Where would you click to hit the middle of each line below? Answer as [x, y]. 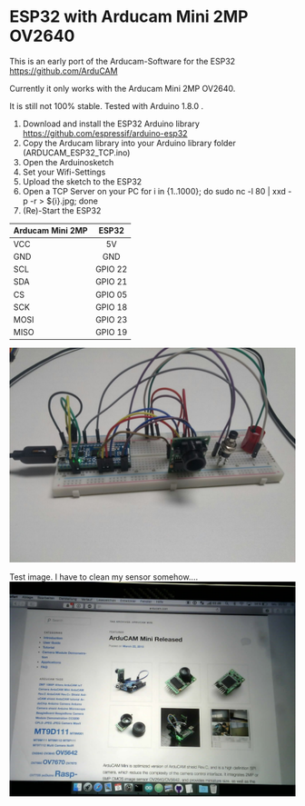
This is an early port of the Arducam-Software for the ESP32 [123, 61]
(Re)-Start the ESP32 [62, 210]
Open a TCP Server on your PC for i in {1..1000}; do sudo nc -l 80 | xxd [154, 191]
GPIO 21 [111, 282]
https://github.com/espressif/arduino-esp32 [105, 133]
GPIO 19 [111, 333]
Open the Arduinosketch [68, 162]
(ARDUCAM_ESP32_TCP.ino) [76, 153]
